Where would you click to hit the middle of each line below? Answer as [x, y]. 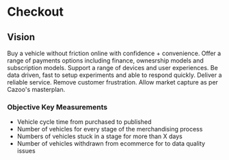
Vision [21, 37]
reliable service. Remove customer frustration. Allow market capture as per [113, 82]
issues [26, 151]
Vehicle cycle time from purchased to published [84, 122]
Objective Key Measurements [57, 107]
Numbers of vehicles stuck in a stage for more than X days [99, 136]
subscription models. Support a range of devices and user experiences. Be [113, 68]
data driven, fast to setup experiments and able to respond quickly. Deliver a [114, 75]
